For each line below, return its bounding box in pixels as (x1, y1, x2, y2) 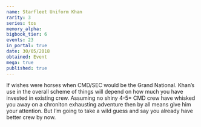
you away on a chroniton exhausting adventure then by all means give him (6, 101, 191, 108)
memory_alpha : (6, 25, 42, 32)
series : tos (6, 20, 36, 26)
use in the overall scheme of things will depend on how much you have (6, 88, 183, 96)
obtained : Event (6, 54, 47, 60)
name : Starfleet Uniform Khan (6, 8, 83, 15)
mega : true (6, 59, 34, 65)
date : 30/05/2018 (6, 48, 50, 54)
